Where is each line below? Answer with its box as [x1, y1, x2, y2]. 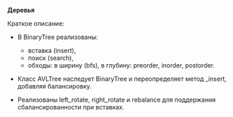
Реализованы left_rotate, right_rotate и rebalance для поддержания [17, 95, 216, 104]
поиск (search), [27, 54, 74, 62]
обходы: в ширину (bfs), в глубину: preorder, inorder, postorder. [27, 61, 216, 69]
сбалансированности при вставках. [17, 103, 125, 111]
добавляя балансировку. [17, 82, 92, 90]
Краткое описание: [7, 19, 65, 27]
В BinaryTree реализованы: [17, 33, 98, 41]
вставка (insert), [27, 47, 76, 54]
